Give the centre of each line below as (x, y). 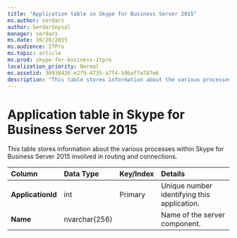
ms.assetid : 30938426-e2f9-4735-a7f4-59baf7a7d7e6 (83, 73)
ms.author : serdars (36, 20)
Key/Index (137, 174)
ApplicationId (34, 195)
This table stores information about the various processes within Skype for (116, 149)
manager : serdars (33, 34)
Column (24, 174)
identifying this (186, 195)
